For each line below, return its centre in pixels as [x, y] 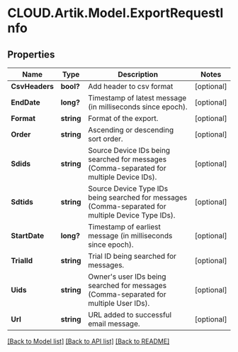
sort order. [106, 139]
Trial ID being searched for [132, 256]
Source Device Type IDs [128, 188]
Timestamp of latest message [137, 98]
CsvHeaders [33, 86]
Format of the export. [123, 118]
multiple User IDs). [119, 303]
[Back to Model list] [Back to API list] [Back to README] [89, 341]
